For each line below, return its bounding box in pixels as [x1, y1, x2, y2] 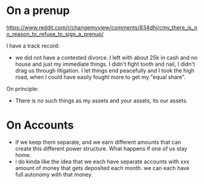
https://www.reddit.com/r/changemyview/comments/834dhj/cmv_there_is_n [6, 24, 198, 31]
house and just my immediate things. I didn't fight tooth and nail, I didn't [15, 60, 195, 68]
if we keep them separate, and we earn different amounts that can [15, 138, 181, 146]
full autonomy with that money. [15, 171, 93, 178]
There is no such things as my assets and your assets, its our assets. [15, 97, 188, 104]
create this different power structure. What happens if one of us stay [15, 144, 188, 152]
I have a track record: [6, 42, 60, 49]
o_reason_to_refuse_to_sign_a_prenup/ [6, 30, 104, 37]
